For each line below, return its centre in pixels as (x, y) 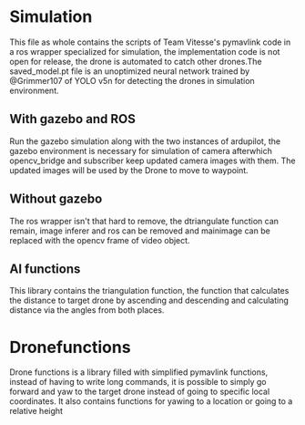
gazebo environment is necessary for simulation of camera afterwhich (141, 150)
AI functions (45, 269)
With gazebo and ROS (73, 119)
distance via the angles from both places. (87, 310)
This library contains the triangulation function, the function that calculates (149, 291)
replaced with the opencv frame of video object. (100, 240)
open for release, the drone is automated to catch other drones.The (136, 61)
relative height (36, 411)
